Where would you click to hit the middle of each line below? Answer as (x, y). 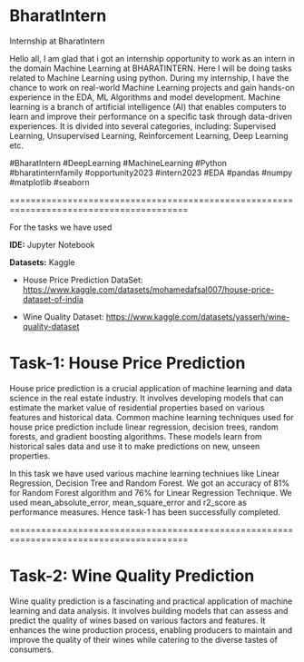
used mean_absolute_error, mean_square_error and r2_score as (128, 502)
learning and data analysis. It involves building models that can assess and (149, 610)
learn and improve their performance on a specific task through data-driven (151, 116)
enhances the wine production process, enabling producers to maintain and (151, 630)
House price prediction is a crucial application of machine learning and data (151, 388)
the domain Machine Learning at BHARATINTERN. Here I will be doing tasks (151, 68)
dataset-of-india (53, 299)
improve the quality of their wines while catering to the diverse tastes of (144, 639)
